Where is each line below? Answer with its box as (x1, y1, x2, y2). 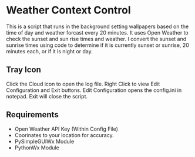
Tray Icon (6, 65, 41, 75)
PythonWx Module (14, 144, 60, 151)
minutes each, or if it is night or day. (6, 47, 93, 54)
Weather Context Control (6, 4, 131, 17)
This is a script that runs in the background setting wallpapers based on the (6, 23, 189, 30)
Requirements (6, 110, 59, 120)
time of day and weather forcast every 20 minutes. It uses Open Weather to (6, 29, 189, 36)
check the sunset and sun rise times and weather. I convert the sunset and (6, 35, 187, 42)
